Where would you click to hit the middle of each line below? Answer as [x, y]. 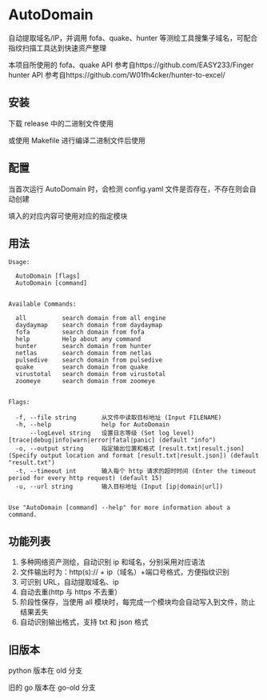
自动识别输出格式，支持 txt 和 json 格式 [84, 622]
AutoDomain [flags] [48, 276]
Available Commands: [43, 304]
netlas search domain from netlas [84, 354]
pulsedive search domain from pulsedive [89, 360]
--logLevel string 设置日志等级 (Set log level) [112, 434]
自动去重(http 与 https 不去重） [71, 592]
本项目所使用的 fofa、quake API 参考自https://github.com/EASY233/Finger [131, 65]
